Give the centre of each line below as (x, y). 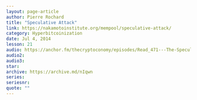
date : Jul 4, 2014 (28, 39)
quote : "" (18, 88)
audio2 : (16, 55)
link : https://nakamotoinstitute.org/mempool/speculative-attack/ (89, 28)
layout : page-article (33, 11)
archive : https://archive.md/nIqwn (50, 72)
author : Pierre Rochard (35, 17)
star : (13, 66)
